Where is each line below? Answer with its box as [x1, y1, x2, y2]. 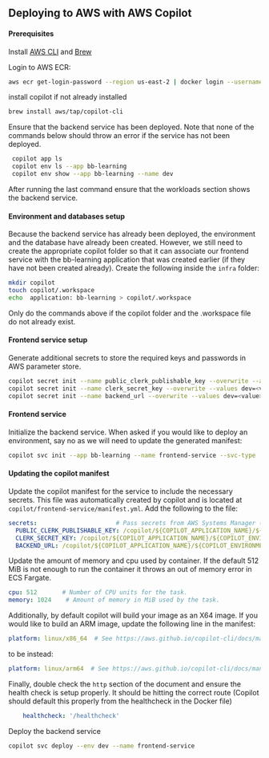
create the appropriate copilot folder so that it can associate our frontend [8, 247, 250, 256]
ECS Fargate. [8, 573, 52, 583]
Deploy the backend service [8, 726, 102, 736]
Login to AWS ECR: [8, 62, 71, 71]
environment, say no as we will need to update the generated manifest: [8, 435, 243, 445]
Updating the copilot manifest [8, 469, 110, 479]
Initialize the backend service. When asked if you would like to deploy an [8, 427, 248, 437]
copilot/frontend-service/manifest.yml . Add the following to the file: [8, 503, 239, 513]
